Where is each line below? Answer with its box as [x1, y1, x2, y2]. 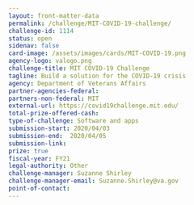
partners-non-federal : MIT [8, 94, 99, 102]
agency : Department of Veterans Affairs [8, 79, 147, 87]
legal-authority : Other [8, 162, 89, 170]
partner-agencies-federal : [8, 86, 99, 95]
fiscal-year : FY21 [8, 154, 70, 162]
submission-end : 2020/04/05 [8, 132, 107, 140]
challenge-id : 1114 [8, 27, 74, 35]
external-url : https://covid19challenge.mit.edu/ [8, 102, 179, 110]
